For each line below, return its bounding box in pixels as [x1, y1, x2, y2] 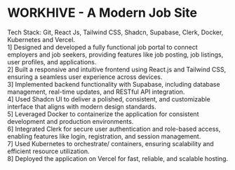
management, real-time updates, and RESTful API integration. [7, 87, 185, 96]
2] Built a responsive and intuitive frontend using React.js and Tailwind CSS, [7, 65, 227, 73]
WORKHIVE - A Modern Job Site [7, 5, 198, 21]
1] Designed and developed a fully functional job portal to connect [7, 43, 198, 51]
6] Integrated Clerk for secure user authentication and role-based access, [7, 125, 221, 133]
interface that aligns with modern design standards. [7, 102, 156, 111]
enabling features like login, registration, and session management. [7, 132, 201, 141]
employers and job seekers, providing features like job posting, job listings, [7, 50, 224, 59]
